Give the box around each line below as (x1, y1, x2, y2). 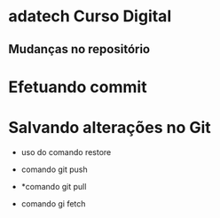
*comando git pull (20, 181, 87, 191)
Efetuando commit (8, 77, 147, 97)
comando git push (20, 164, 88, 175)
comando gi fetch (20, 198, 86, 209)
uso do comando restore (20, 146, 112, 157)
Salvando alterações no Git (8, 117, 212, 137)
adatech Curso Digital (8, 6, 172, 27)
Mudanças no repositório (8, 42, 151, 57)
